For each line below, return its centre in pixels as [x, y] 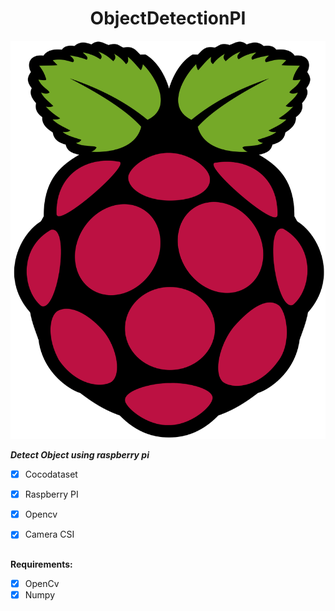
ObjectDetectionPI [168, 18]
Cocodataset [51, 474]
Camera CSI [49, 534]
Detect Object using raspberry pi [80, 455]
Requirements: [41, 564]
